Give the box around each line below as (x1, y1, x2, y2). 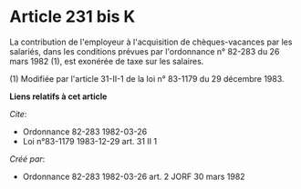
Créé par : (9, 153, 46, 164)
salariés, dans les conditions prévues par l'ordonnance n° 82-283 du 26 (9, 45, 280, 56)
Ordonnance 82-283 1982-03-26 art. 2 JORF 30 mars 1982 (22, 171, 245, 182)
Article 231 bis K (9, 6, 136, 27)
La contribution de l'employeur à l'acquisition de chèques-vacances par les (9, 36, 293, 47)
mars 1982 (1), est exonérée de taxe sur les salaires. (9, 55, 204, 66)
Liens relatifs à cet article (9, 91, 108, 102)
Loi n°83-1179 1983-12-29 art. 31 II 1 (22, 135, 158, 146)
